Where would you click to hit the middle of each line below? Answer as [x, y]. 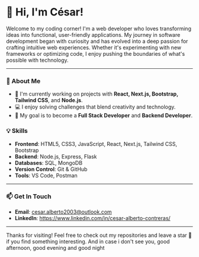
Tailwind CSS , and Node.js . [49, 100]
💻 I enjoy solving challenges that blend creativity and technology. [95, 107]
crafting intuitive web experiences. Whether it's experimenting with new [94, 47]
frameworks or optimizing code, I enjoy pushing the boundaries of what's [96, 53]
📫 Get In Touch [29, 196]
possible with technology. [38, 60]
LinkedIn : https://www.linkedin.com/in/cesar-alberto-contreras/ [92, 218]
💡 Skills [17, 131]
